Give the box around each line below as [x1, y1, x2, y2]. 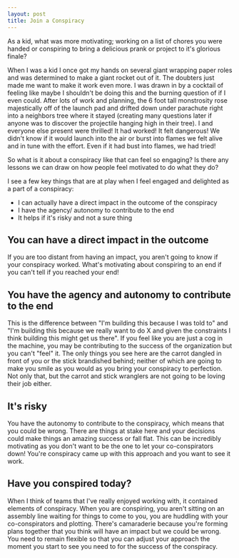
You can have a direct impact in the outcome [7, 233, 209, 246]
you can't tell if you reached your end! [7, 268, 119, 277]
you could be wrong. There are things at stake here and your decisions [7, 426, 215, 435]
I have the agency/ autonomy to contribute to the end [17, 206, 175, 214]
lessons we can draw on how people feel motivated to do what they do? [7, 163, 219, 171]
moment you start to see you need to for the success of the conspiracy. [7, 542, 218, 550]
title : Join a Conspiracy [7, 17, 84, 24]
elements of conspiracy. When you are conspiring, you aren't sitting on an [7, 504, 225, 512]
